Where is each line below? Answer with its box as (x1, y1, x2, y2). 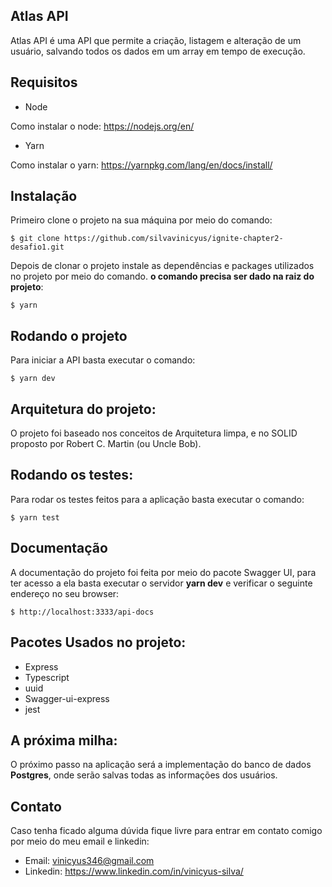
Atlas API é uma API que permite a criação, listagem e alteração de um (10, 34, 302, 46)
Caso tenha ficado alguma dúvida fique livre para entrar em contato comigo (10, 825, 323, 837)
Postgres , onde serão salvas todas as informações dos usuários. (10, 769, 278, 781)
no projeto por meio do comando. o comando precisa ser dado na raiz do (10, 270, 315, 283)
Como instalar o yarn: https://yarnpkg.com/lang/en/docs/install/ (10, 159, 273, 171)
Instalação (10, 188, 78, 205)
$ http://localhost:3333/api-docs (10, 607, 155, 617)
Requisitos (10, 74, 78, 91)
